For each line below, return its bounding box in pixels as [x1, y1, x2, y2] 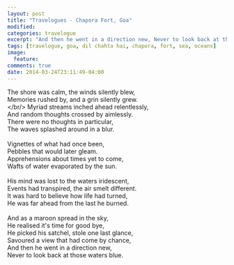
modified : [7, 23, 36, 30]
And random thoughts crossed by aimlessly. [7, 109, 134, 119]
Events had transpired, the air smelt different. [7, 184, 137, 192]
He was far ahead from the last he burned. [7, 199, 129, 207]
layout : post [7, 10, 45, 17]
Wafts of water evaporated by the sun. [7, 162, 117, 170]
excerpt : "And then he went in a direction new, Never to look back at [7, 36, 219, 43]
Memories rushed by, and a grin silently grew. [7, 95, 138, 103]
